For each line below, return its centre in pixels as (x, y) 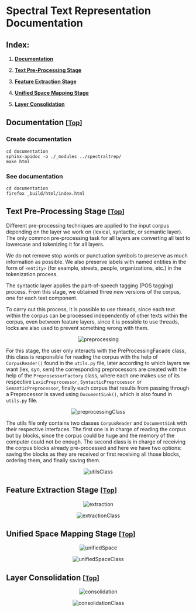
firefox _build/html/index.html (45, 193)
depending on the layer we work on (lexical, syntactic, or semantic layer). (94, 232)
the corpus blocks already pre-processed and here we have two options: (94, 448)
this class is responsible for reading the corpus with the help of (82, 357)
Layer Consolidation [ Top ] (53, 577)
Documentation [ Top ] (44, 123)
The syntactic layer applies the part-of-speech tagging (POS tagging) (90, 286)
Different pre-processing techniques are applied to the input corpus (88, 225)
